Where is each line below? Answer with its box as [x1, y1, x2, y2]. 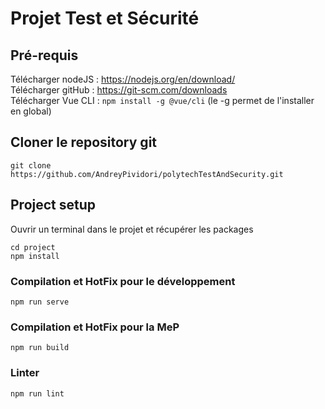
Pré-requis [10, 47, 79, 64]
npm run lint [10, 388, 65, 399]
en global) [10, 105, 52, 117]
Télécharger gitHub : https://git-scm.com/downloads [10, 84, 228, 96]
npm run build [10, 343, 70, 353]
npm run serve [10, 297, 70, 307]
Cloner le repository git [10, 134, 158, 151]
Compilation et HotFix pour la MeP [10, 320, 180, 334]
